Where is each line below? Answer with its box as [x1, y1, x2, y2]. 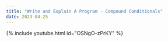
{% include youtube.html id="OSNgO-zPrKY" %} [6, 29, 124, 36]
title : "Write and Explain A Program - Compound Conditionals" [6, 8, 163, 14]
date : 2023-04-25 [6, 14, 48, 20]
